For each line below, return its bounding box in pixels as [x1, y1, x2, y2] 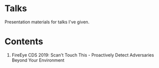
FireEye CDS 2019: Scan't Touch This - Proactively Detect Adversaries [11, 52, 154, 58]
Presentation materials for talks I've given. [4, 19, 90, 25]
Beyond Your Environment [11, 57, 65, 63]
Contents [4, 36, 44, 47]
